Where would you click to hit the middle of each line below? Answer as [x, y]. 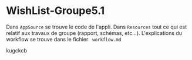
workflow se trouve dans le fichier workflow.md [64, 39]
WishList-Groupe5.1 [55, 11]
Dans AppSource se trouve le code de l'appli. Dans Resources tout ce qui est [96, 27]
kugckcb [17, 50]
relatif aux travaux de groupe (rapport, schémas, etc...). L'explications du [94, 33]
